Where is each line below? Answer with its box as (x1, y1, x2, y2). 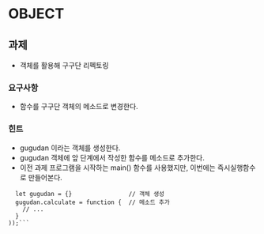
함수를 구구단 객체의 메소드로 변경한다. (19, 102, 138, 111)
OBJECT (8, 5, 65, 23)
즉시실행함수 (217, 163, 256, 172)
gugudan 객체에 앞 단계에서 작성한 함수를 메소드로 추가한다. (19, 153, 206, 162)
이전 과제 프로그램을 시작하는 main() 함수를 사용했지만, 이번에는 (19, 163, 216, 172)
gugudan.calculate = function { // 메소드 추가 (15, 198, 170, 206)
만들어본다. (28, 172, 63, 182)
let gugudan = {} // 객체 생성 (15, 190, 164, 198)
